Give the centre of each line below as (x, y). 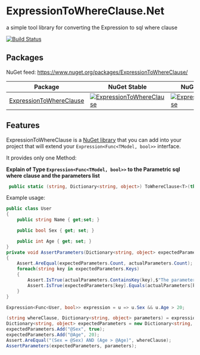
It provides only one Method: (41, 158)
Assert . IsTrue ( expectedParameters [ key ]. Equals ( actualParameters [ (110, 285)
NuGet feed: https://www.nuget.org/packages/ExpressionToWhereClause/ (97, 72)
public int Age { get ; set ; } (54, 241)
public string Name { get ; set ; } (58, 220)
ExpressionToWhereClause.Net (85, 11)
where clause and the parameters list (53, 175)
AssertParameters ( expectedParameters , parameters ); (71, 346)
